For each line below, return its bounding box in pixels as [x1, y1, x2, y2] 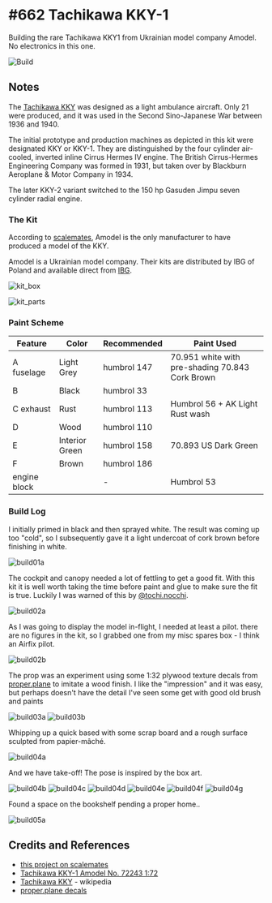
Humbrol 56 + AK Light [170, 398, 258, 410]
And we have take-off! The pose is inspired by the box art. [8, 768, 202, 777]
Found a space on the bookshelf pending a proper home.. [8, 799, 201, 809]
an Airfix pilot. [8, 639, 55, 648]
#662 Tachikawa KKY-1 [8, 6, 169, 24]
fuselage [12, 367, 46, 378]
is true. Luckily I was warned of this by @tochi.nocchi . [8, 590, 189, 600]
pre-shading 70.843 [170, 362, 249, 373]
